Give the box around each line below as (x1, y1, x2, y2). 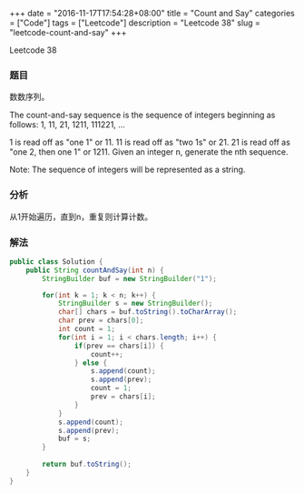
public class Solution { (9, 257, 103, 267)
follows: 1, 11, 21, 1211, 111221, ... (9, 119, 125, 130)
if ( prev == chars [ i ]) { (74, 341, 165, 350)
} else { (74, 358, 107, 368)
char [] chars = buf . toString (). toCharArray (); (57, 307, 238, 317)
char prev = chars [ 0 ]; (57, 316, 144, 326)
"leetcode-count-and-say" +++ (9, 27, 127, 37)
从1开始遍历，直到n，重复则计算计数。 (9, 211, 152, 222)
